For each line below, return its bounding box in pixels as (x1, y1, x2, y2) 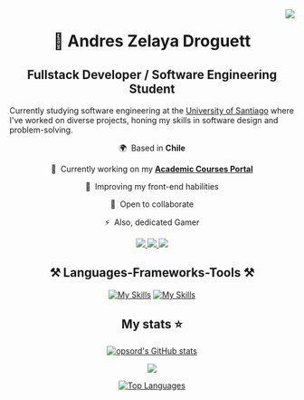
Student (128, 81, 176, 96)
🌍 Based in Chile (119, 142, 185, 153)
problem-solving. (9, 124, 74, 135)
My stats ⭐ (120, 317, 184, 332)
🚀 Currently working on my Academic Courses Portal (51, 163, 253, 174)
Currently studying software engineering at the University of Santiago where (9, 105, 294, 116)
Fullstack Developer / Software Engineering (26, 67, 278, 83)
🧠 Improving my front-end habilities (85, 181, 219, 191)
